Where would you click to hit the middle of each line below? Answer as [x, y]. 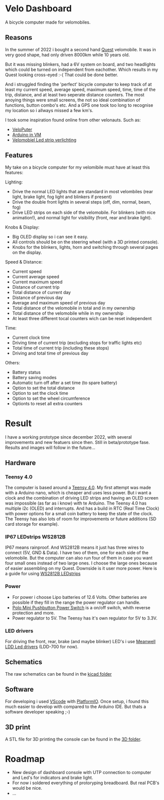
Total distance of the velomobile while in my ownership [68, 313]
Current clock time [31, 337]
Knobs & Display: [22, 227]
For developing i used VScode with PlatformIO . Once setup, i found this [77, 701]
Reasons [19, 38]
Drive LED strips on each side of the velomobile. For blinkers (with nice [84, 212]
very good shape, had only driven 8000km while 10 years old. [68, 55]
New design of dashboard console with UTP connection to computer [82, 772]
